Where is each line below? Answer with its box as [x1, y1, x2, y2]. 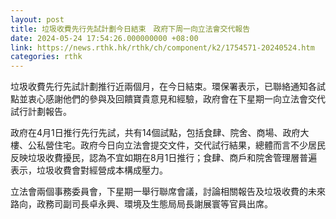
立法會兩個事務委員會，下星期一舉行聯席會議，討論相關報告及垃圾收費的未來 [10, 186, 326, 198]
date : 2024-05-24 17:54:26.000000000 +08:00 [10, 33, 199, 43]
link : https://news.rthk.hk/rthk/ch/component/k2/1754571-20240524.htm [10, 42, 315, 53]
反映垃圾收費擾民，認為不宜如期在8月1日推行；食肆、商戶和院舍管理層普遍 [10, 152, 318, 164]
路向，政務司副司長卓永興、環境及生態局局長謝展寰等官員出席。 [10, 198, 273, 210]
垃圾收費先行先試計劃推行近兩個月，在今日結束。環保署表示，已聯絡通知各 [10, 81, 317, 93]
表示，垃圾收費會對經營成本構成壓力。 [10, 164, 168, 176]
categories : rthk [10, 52, 83, 62]
